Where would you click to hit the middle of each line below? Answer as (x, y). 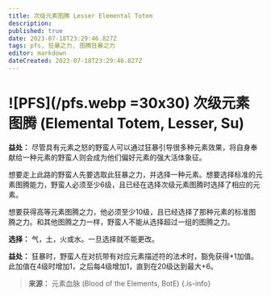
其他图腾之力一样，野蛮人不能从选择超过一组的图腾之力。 (139, 222)
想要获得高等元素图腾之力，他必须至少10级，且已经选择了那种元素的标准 (129, 211)
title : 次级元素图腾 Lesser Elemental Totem (81, 16)
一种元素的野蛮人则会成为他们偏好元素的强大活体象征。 (114, 157)
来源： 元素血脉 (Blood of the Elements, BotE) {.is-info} (119, 283)
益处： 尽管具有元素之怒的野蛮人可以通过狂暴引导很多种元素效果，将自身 (129, 147)
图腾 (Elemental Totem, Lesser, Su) (126, 124)
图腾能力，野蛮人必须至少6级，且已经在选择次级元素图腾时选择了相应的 (134, 184)
